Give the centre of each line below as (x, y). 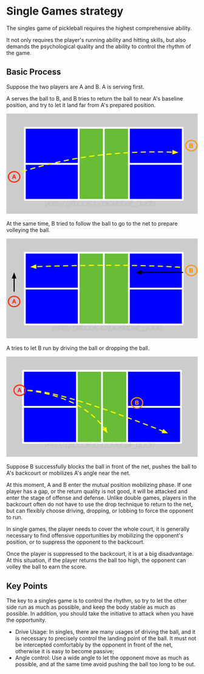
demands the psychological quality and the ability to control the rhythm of (99, 46)
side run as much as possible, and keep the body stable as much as (91, 607)
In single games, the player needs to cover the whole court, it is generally (98, 529)
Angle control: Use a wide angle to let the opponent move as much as (102, 658)
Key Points (27, 586)
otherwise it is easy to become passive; (64, 651)
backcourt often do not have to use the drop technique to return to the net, (100, 505)
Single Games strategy (65, 11)
